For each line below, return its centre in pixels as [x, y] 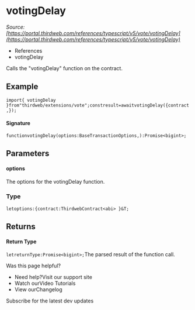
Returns [21, 227]
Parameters [28, 154]
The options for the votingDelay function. [55, 181]
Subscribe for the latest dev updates [50, 301]
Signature [18, 123]
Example [22, 87]
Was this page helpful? [34, 266]
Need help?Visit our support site [53, 277]
